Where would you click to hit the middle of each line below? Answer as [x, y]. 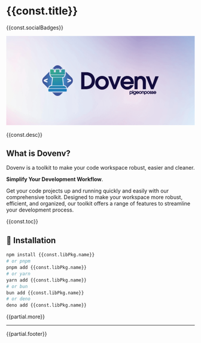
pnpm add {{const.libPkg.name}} [46, 268]
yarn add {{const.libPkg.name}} [46, 280]
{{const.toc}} [22, 222]
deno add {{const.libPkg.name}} [46, 305]
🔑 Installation [31, 240]
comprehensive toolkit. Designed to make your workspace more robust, [95, 197]
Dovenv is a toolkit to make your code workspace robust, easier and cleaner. [100, 168]
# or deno [19, 299]
